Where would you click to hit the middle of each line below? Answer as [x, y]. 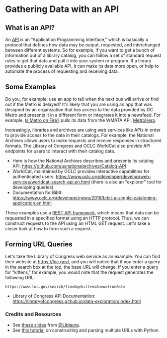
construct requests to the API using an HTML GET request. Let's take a [78, 223]
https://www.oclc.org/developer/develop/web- [103, 176]
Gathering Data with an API [62, 9]
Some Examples [31, 87]
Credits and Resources [33, 314]
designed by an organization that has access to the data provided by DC [79, 109]
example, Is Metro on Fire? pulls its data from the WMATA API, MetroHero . [81, 120]
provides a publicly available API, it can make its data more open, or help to [82, 66]
